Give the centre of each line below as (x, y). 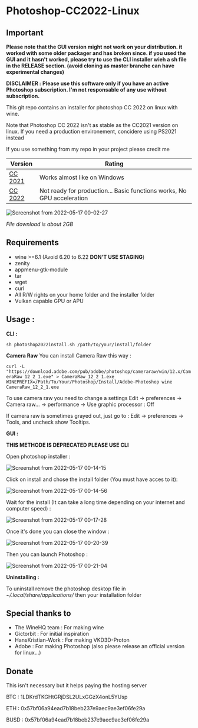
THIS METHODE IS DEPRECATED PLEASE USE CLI (67, 445)
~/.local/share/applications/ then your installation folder (74, 594)
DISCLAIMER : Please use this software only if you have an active (88, 83)
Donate (20, 671)
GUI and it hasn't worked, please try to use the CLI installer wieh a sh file (96, 59)
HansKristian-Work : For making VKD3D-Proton (72, 640)
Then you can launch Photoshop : (47, 554)
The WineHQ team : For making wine (59, 628)
